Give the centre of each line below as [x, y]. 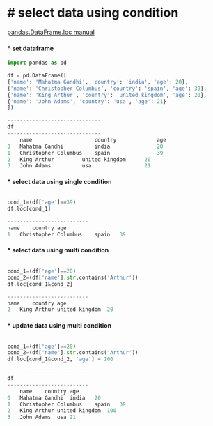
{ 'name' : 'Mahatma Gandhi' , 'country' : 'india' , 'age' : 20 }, [98, 82]
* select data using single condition [60, 181]
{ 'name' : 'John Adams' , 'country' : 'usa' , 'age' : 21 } [87, 101]
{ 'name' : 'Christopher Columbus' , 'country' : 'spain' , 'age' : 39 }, [107, 89]
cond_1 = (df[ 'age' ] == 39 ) [42, 203]
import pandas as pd [37, 63]
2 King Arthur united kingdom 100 [62, 411]
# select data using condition [93, 13]
